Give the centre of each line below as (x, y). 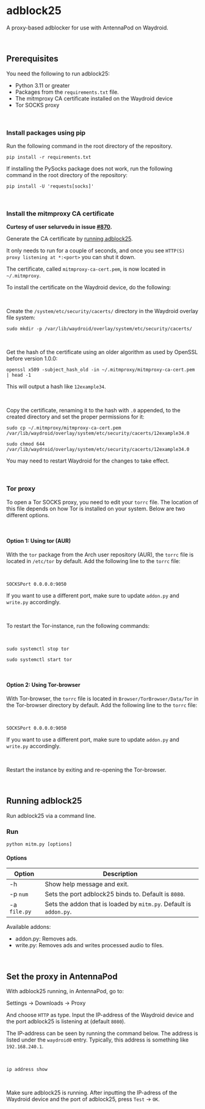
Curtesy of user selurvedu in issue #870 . (59, 227)
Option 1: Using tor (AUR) (39, 541)
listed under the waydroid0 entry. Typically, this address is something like (98, 1040)
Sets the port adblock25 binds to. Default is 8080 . (115, 894)
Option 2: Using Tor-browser (43, 685)
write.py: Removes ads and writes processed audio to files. (89, 945)
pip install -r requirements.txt (49, 157)
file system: (21, 318)
